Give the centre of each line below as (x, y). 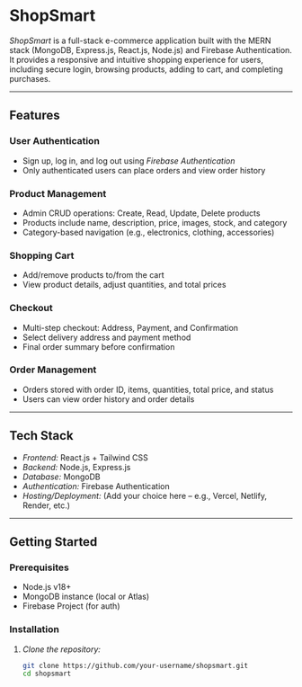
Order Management (53, 370)
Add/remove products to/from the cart (93, 275)
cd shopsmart (47, 674)
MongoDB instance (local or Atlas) (86, 597)
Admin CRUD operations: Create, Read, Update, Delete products (141, 213)
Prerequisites (39, 567)
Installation (35, 629)
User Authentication (55, 141)
